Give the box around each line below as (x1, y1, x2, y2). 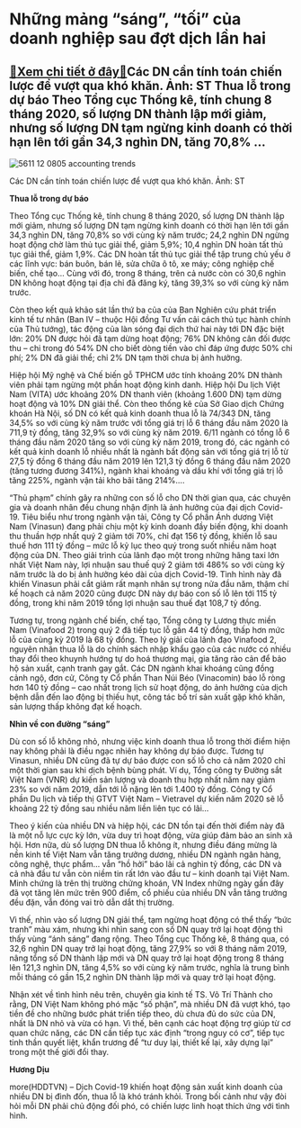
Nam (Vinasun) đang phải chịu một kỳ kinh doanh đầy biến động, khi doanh (9, 521, 288, 531)
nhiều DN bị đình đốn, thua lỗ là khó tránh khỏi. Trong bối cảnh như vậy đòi (9, 1091, 288, 1102)
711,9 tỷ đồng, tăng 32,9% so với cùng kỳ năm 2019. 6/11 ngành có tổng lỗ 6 (9, 428, 290, 438)
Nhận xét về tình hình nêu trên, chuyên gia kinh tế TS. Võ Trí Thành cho (9, 989, 273, 999)
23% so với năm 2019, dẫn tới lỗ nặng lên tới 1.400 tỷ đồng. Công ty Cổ (9, 784, 273, 794)
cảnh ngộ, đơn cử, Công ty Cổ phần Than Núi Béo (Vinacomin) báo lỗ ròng (9, 672, 286, 683)
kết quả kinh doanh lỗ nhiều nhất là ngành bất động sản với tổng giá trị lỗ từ (9, 447, 289, 456)
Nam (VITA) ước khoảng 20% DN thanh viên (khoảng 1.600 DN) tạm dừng (9, 389, 282, 400)
